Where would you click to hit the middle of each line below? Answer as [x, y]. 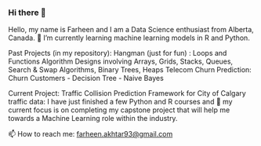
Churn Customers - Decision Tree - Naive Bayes [86, 78]
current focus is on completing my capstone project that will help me [119, 110]
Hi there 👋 [27, 13]
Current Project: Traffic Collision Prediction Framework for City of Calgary [127, 93]
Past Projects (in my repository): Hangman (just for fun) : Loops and [118, 53]
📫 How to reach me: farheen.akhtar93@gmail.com [91, 134]
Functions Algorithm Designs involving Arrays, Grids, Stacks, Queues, [121, 61]
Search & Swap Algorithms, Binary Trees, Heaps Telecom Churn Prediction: [130, 70]
